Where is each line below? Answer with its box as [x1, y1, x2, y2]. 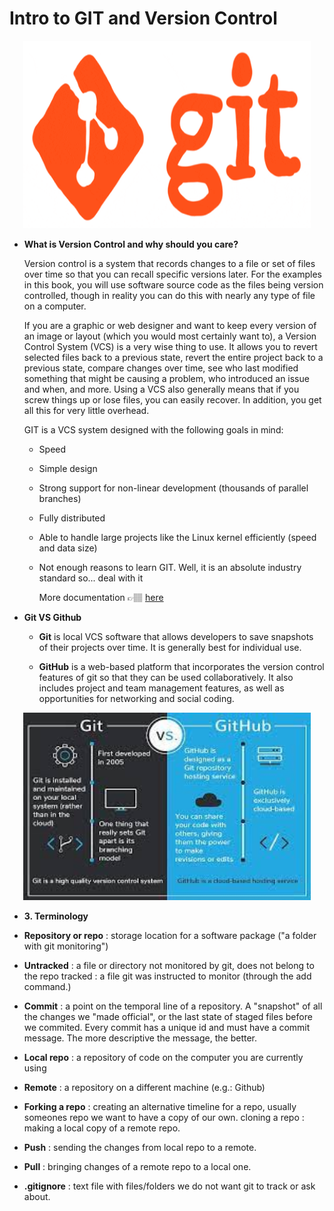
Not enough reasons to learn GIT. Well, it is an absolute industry [38, 561, 302, 573]
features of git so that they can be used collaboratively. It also [38, 671, 294, 683]
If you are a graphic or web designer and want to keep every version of [23, 319, 317, 331]
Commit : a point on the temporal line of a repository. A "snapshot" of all [23, 1000, 323, 1012]
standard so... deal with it [38, 572, 144, 584]
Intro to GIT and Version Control [9, 7, 278, 30]
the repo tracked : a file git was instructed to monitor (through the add [23, 970, 312, 982]
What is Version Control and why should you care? [23, 238, 239, 250]
